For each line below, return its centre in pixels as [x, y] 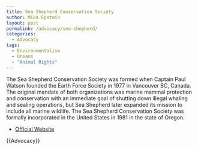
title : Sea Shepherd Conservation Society [60, 12]
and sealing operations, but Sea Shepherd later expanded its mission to [94, 104]
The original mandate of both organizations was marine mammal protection [99, 92]
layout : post [22, 23]
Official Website [34, 129]
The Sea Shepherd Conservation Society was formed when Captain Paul [96, 79]
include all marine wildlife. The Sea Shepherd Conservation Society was [95, 111]
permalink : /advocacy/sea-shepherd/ [52, 28]
